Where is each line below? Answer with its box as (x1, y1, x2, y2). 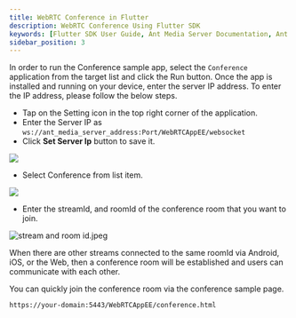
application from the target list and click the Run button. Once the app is (9, 72, 273, 83)
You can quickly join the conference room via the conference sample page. (9, 283, 284, 294)
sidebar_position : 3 (9, 37, 86, 47)
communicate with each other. (9, 266, 121, 277)
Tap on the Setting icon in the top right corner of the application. (21, 107, 258, 118)
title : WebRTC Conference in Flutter (9, 12, 149, 22)
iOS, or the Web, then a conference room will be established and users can (9, 257, 284, 267)
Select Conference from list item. (21, 170, 144, 180)
